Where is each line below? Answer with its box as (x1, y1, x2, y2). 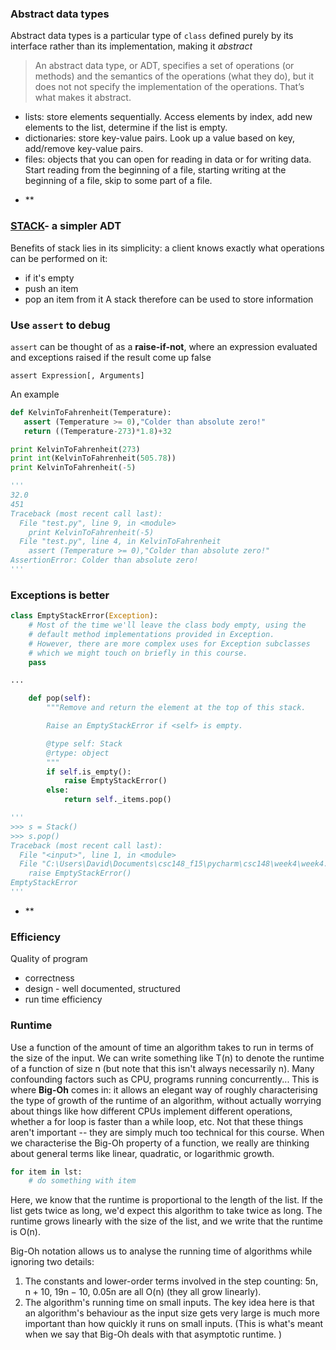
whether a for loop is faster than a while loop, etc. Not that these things (10, 1115, 304, 1127)
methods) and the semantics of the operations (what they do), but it (34, 70, 315, 82)
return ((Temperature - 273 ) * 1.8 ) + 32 (23, 426, 172, 436)
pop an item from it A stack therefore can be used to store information (24, 293, 314, 305)
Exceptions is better (10, 588, 110, 602)
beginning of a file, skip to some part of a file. (24, 175, 213, 187)
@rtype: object (46, 748, 110, 758)
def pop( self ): (28, 693, 92, 704)
